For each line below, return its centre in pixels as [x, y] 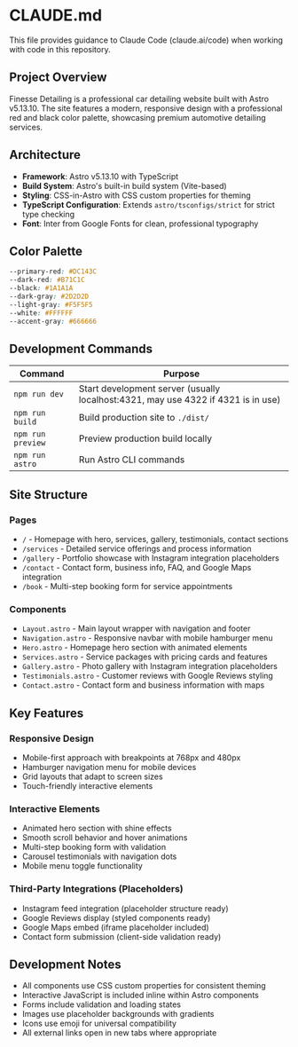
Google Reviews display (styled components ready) [116, 917]
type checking [48, 214]
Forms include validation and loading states [102, 1004]
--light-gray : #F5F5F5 [51, 304]
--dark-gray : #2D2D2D [49, 296]
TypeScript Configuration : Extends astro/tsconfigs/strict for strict [148, 204]
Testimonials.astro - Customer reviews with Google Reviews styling [147, 676]
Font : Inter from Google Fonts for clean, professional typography [140, 224]
